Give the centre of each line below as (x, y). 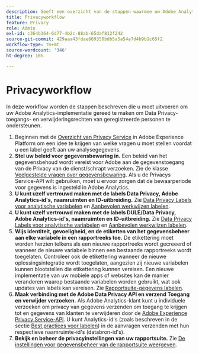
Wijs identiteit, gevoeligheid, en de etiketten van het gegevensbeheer (102, 231)
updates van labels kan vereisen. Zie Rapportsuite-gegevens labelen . (99, 288)
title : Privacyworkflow (36, 17)
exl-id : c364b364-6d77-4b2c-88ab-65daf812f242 (65, 34)
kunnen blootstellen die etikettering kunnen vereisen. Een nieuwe (94, 269)
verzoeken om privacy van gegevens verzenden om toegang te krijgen (101, 307)
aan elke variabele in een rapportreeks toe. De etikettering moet (94, 237)
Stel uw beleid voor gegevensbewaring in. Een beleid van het (91, 156)
